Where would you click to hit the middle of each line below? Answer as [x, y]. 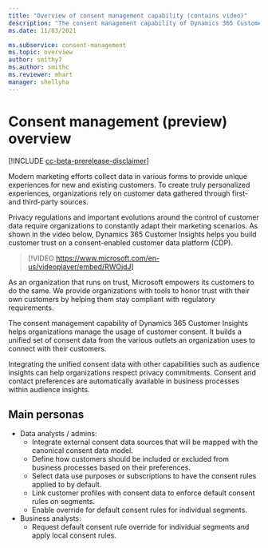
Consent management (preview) [118, 121]
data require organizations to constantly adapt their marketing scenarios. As [133, 225]
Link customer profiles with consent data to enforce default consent [143, 493]
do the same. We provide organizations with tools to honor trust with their [129, 290]
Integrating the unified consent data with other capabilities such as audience [134, 363]
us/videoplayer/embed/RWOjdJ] [81, 266]
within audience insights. [49, 389]
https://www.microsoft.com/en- [108, 258]
